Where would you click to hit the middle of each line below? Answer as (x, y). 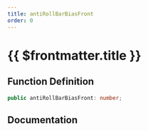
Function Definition (51, 82)
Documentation (43, 120)
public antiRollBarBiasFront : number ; (65, 98)
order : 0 (20, 21)
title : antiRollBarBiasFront (51, 14)
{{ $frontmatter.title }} (74, 56)
